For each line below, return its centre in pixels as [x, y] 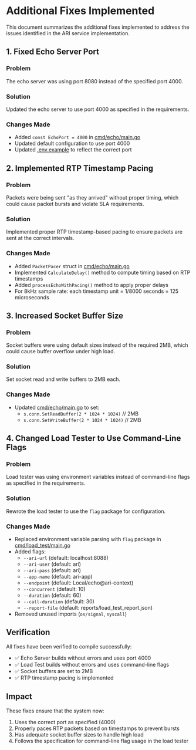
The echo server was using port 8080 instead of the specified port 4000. [95, 81]
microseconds [32, 297]
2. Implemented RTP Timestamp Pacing [80, 168]
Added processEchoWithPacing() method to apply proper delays [92, 285]
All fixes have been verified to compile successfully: [69, 646]
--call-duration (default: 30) [59, 602]
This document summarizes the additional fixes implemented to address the [98, 27]
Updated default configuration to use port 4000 [72, 143]
